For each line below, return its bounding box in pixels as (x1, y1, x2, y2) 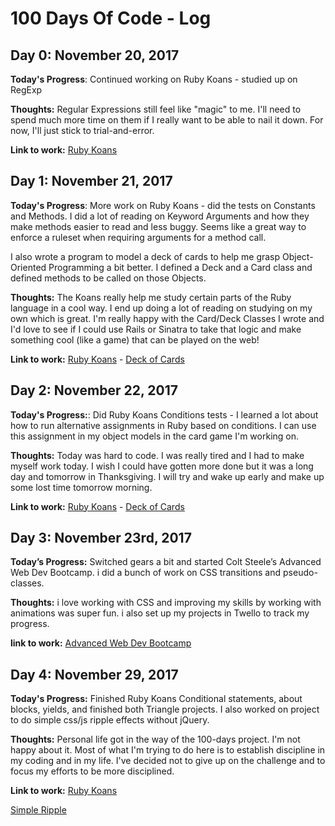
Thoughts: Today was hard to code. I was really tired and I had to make (10, 449, 305, 461)
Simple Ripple (10, 804, 67, 816)
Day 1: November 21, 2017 (10, 173, 173, 190)
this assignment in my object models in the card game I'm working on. (10, 430, 300, 442)
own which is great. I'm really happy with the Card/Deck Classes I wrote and (10, 312, 325, 324)
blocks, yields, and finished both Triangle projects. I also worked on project (10, 703, 320, 716)
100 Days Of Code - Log (10, 7, 212, 30)
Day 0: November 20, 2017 (10, 47, 180, 64)
